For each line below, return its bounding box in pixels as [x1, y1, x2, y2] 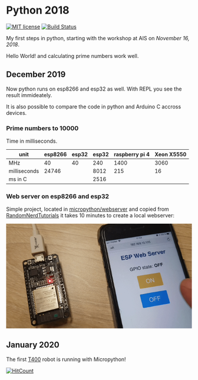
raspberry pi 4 [114, 150, 150, 157]
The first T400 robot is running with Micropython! [6, 356, 126, 363]
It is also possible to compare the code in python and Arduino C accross [6, 103, 181, 110]
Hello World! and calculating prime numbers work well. [6, 52, 139, 59]
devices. [6, 109, 27, 116]
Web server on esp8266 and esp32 [6, 192, 110, 200]
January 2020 [6, 340, 60, 350]
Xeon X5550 [154, 150, 187, 157]
